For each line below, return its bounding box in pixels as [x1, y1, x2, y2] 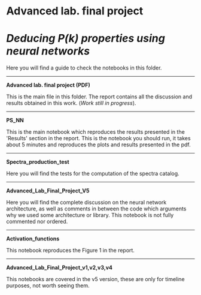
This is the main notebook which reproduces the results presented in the [6, 128, 185, 136]
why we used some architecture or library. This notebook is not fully [6, 212, 174, 219]
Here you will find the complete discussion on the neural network [6, 199, 167, 206]
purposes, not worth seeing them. [6, 282, 90, 289]
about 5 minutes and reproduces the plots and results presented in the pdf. [6, 141, 191, 148]
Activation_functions [6, 235, 60, 242]
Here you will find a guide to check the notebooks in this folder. [6, 64, 162, 71]
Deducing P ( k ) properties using [6, 32, 166, 46]
